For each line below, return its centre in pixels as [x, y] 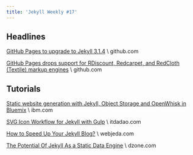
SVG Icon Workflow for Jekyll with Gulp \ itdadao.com [74, 122]
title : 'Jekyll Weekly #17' [42, 12]
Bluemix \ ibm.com [30, 110]
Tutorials [23, 89]
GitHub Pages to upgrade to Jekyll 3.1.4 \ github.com [72, 51]
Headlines [26, 37]
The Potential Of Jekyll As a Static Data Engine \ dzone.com [81, 146]
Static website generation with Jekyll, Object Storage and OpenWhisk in [96, 104]
